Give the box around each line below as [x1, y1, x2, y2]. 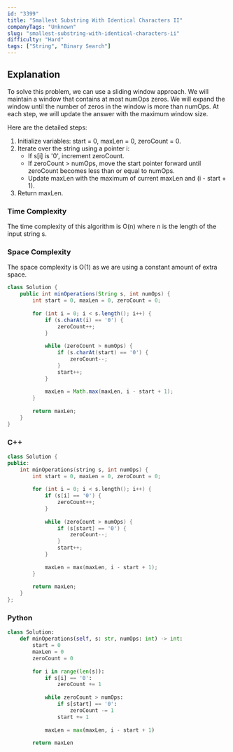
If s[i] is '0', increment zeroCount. [27, 151, 125, 160]
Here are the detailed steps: [7, 123, 87, 132]
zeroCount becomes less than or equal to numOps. [27, 166, 175, 175]
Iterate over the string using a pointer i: [17, 144, 130, 153]
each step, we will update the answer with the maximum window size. [7, 109, 209, 118]
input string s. [7, 230, 48, 238]
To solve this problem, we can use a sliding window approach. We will [7, 87, 209, 95]
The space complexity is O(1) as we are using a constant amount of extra [7, 263, 218, 272]
